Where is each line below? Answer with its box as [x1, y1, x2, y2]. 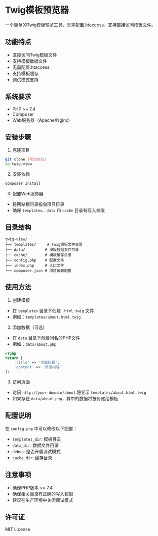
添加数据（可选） [12, 324, 47, 330]
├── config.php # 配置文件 [5, 258, 64, 263]
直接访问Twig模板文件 [12, 52, 57, 57]
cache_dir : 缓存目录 [12, 454, 53, 461]
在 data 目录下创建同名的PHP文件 [12, 335, 80, 341]
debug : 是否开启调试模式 [12, 448, 61, 454]
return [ [5, 355, 23, 361]
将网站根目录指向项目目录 [12, 201, 65, 207]
